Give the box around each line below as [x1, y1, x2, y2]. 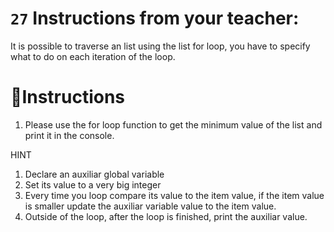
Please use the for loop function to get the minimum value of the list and [24, 118, 323, 131]
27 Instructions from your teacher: [10, 7, 300, 30]
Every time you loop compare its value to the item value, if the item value [24, 189, 325, 201]
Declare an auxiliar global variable [24, 168, 165, 180]
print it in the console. [24, 129, 115, 141]
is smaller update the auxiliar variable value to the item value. [24, 200, 277, 212]
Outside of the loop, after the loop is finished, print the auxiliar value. [24, 210, 308, 222]
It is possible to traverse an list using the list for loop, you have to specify [10, 40, 311, 52]
